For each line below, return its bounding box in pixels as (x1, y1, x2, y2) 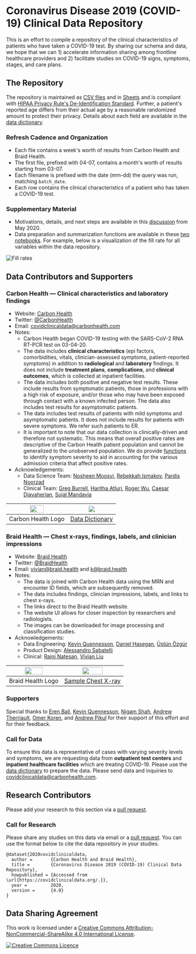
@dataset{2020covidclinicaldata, (6, 852, 88, 858)
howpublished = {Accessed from (11, 872, 88, 878)
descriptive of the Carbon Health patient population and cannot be (23, 441, 184, 448)
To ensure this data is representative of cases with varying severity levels (6, 748, 183, 755)
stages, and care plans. (6, 61, 63, 68)
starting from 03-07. (14, 166, 63, 173)
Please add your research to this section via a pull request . (6, 806, 147, 813)
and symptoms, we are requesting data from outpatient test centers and (6, 754, 182, 761)
